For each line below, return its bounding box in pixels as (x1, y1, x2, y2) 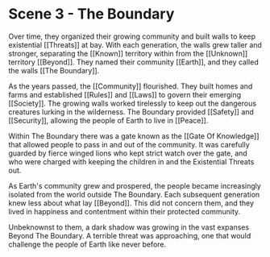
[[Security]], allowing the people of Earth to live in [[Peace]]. (8, 115, 209, 125)
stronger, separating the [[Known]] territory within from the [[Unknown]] (8, 48, 248, 58)
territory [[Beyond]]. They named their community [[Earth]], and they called (8, 57, 260, 67)
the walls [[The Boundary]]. (8, 65, 100, 75)
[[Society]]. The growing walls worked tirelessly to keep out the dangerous (8, 98, 256, 108)
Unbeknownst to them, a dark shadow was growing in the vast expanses (8, 222, 250, 232)
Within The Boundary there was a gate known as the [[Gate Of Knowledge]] (8, 131, 260, 141)
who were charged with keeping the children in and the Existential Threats (8, 156, 255, 166)
